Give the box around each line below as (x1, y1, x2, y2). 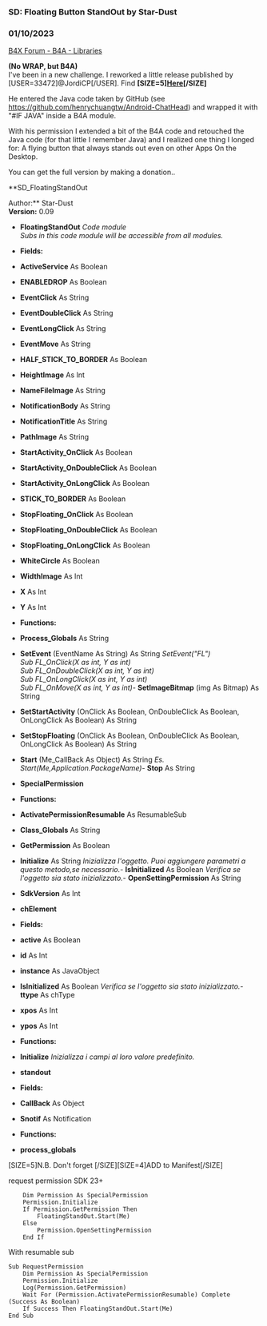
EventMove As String (19, 339, 91, 349)
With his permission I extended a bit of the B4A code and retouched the (8, 126, 245, 136)
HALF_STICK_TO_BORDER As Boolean (19, 355, 148, 364)
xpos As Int (19, 1005, 58, 1015)
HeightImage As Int (19, 370, 86, 380)
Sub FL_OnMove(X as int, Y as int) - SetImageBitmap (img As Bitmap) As (19, 683, 260, 693)
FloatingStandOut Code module (19, 222, 126, 232)
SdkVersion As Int (19, 889, 82, 898)
